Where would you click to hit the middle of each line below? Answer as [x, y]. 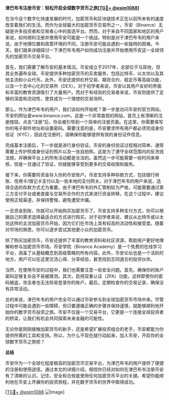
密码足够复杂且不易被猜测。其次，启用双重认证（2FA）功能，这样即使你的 [82, 276]
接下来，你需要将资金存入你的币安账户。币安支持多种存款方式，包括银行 [80, 175]
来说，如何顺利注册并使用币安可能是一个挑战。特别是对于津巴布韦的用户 [80, 38]
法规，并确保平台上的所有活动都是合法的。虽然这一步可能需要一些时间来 [80, 158]
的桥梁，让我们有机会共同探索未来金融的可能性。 [56, 318]
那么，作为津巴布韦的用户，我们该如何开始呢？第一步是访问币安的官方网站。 [84, 109]
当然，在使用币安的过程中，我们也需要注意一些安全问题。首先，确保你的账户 [84, 270]
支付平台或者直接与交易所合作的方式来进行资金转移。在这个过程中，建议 [89, 194]
